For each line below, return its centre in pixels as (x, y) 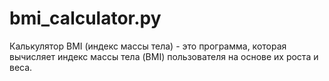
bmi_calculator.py (85, 18)
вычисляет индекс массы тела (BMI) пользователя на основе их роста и (164, 56)
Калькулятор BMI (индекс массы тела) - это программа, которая (148, 46)
